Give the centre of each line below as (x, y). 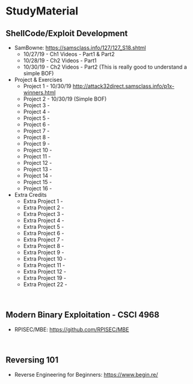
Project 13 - (38, 169)
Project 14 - (38, 175)
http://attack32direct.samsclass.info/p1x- (124, 86)
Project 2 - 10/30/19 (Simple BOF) (65, 99)
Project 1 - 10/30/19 (47, 86)
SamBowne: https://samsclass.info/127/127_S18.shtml (80, 48)
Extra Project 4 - (44, 220)
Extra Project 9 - (44, 252)
